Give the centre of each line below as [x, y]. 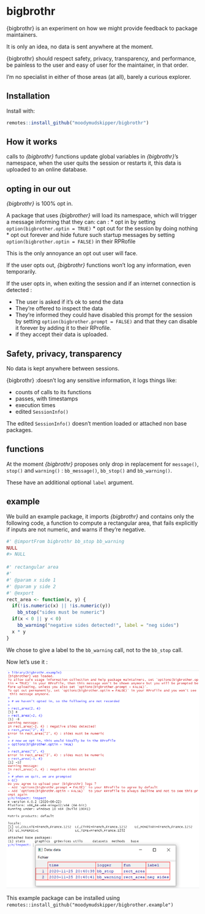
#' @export [20, 593]
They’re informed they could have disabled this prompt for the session [104, 315]
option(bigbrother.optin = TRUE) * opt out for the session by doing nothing [102, 228]
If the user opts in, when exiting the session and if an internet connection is [101, 283]
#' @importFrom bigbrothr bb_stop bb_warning [65, 541]
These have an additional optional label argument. [70, 482]
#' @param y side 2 [31, 586]
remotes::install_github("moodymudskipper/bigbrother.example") [90, 905]
